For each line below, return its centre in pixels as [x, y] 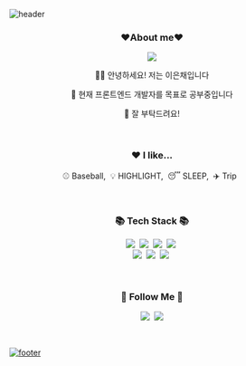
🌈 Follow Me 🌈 [152, 296]
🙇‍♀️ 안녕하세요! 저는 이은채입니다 [152, 75]
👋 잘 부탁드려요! [152, 114]
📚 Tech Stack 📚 [152, 220]
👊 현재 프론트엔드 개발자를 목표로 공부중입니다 [152, 94]
